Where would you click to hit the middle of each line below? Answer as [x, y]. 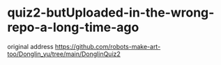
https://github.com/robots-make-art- [108, 46]
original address [30, 46]
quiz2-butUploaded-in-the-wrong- [111, 13]
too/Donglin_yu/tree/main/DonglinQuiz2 [64, 54]
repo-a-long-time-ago [73, 27]
